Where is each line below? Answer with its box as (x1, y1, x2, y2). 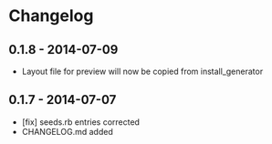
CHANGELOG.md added (21, 126, 113, 137)
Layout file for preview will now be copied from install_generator (21, 66, 264, 77)
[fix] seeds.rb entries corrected (21, 116, 141, 128)
